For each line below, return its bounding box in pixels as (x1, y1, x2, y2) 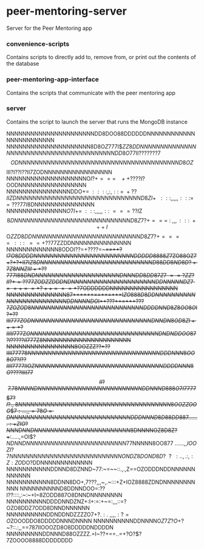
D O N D (140, 452, 157, 459)
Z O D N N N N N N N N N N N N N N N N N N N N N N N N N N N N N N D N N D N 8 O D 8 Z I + (19, 317, 195, 324)
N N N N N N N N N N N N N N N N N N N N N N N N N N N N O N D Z (8, 452, 137, 459)
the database (6, 60, 39, 68)
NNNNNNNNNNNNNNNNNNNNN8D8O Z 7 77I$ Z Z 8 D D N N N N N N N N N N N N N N (6, 143, 196, 150)
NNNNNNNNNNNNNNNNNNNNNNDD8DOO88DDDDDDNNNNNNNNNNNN (6, 130, 195, 137)
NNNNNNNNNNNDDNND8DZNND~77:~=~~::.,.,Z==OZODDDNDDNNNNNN (6, 465, 195, 473)
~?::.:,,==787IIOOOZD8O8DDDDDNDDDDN (6, 523, 114, 531)
